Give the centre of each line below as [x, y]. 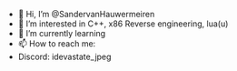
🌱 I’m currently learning [62, 33]
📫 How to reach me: [57, 44]
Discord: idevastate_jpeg [64, 56]
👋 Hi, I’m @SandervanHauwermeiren [86, 14]
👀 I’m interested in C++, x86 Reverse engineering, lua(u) [123, 24]
